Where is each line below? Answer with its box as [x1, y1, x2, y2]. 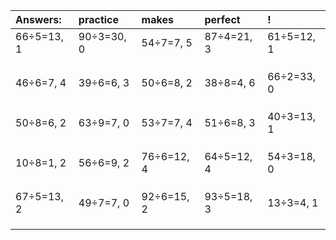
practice [78, 13, 120, 26]
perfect [204, 13, 241, 26]
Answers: [15, 13, 62, 26]
